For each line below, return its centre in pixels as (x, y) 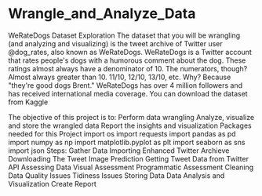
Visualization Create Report (52, 183)
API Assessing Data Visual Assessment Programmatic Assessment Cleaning (131, 167)
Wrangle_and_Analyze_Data (102, 14)
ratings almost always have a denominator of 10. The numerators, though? (128, 68)
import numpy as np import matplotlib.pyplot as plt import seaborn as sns (127, 142)
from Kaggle (28, 102)
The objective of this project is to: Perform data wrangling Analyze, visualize (131, 117)
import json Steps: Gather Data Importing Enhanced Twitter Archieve (119, 151)
